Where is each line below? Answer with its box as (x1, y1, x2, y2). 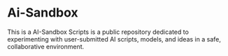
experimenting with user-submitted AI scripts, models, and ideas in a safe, (7, 35, 222, 43)
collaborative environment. (7, 42, 85, 50)
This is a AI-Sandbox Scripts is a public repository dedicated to (7, 28, 189, 36)
